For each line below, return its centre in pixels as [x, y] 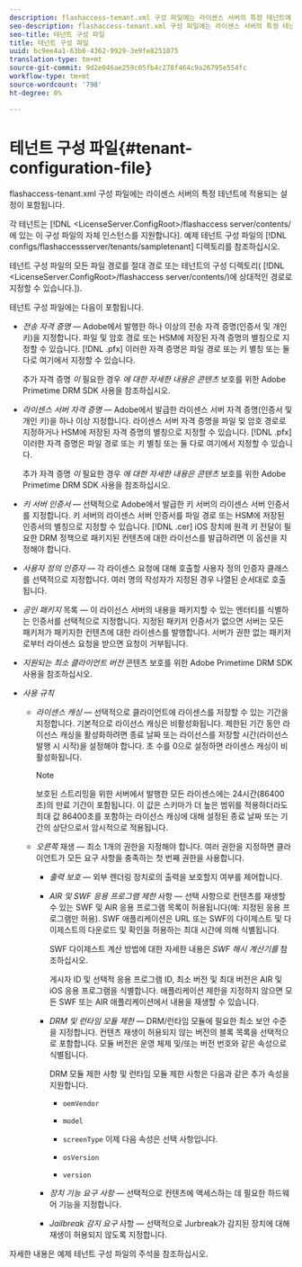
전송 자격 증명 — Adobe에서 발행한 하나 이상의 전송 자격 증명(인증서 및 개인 [155, 327]
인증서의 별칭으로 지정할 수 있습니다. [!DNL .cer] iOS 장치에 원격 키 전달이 [152, 526]
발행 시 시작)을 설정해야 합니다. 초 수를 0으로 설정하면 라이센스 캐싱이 [157, 746]
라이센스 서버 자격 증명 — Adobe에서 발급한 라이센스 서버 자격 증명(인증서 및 [157, 409]
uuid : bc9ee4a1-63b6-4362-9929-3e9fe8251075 [94, 51]
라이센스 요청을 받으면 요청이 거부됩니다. [117, 643]
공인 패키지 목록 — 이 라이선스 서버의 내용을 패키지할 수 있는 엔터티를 [143, 610]
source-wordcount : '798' [56, 85]
